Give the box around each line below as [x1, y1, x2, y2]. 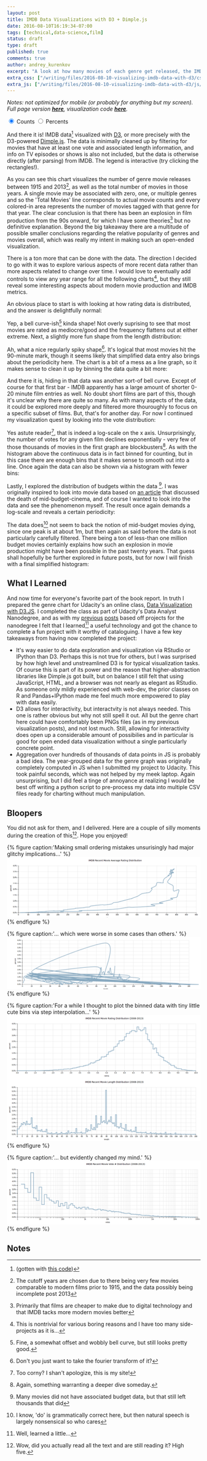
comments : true [7, 55, 46, 61]
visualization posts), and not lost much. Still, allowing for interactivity [15, 725, 190, 732]
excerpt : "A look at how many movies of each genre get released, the [7, 68, 192, 74]
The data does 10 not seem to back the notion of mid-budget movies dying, [7, 520, 195, 528]
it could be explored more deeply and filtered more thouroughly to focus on [7, 403, 198, 411]
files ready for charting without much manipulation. [15, 790, 146, 798]
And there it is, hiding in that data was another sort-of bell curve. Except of [7, 377, 196, 384]
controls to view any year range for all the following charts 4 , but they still [7, 274, 191, 282]
